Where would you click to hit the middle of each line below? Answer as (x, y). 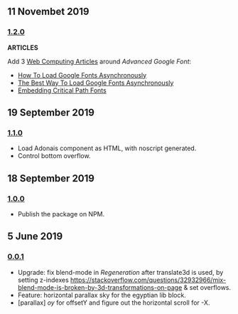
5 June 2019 (35, 237)
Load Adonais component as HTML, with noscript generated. (107, 148)
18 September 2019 (51, 178)
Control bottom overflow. (54, 156)
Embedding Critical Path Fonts (62, 90)
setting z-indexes (43, 280)
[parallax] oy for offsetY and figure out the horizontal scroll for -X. (114, 303)
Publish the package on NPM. (61, 214)
